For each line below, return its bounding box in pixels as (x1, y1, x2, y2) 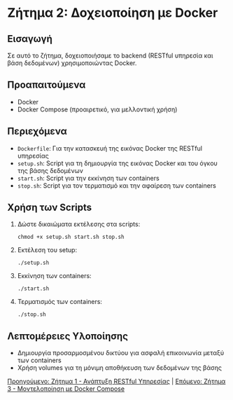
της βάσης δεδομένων (17, 166, 84, 174)
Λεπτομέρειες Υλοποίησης (7, 330, 128, 342)
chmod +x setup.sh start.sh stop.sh (17, 233, 125, 241)
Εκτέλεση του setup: (17, 246, 78, 254)
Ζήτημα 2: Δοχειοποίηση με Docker (7, 5, 218, 21)
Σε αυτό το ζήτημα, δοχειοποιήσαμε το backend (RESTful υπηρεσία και (7, 51, 213, 60)
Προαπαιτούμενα (7, 79, 86, 91)
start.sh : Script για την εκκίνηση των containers (17, 174, 160, 182)
